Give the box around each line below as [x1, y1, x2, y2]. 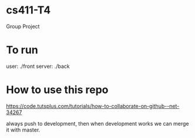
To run [6, 43, 38, 57]
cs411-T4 [6, 4, 51, 17]
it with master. [6, 126, 41, 133]
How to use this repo [6, 83, 109, 96]
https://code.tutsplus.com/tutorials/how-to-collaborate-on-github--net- [6, 102, 180, 109]
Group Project [6, 23, 40, 30]
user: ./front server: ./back [6, 63, 70, 70]
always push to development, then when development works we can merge [6, 120, 189, 127]
